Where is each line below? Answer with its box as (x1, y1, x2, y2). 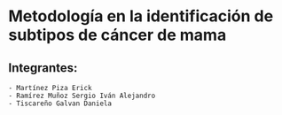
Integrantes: (8, 60, 78, 75)
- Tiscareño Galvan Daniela (8, 99, 113, 108)
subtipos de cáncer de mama (8, 25, 227, 45)
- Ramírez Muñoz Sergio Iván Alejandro (8, 91, 156, 100)
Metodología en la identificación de (8, 6, 274, 27)
